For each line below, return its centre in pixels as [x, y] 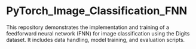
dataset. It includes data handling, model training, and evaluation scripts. [96, 40]
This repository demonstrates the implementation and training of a [88, 27]
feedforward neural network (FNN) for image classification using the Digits [98, 33]
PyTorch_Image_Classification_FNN [97, 11]
